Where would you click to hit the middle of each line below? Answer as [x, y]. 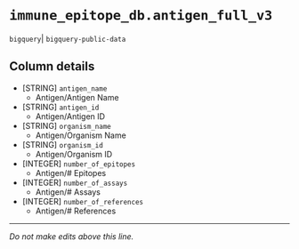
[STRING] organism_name [66, 125]
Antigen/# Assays [68, 192]
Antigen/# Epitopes [71, 173]
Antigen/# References [76, 211]
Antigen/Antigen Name [77, 97]
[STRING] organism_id [63, 144]
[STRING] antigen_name [65, 88]
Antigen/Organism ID [74, 154]
